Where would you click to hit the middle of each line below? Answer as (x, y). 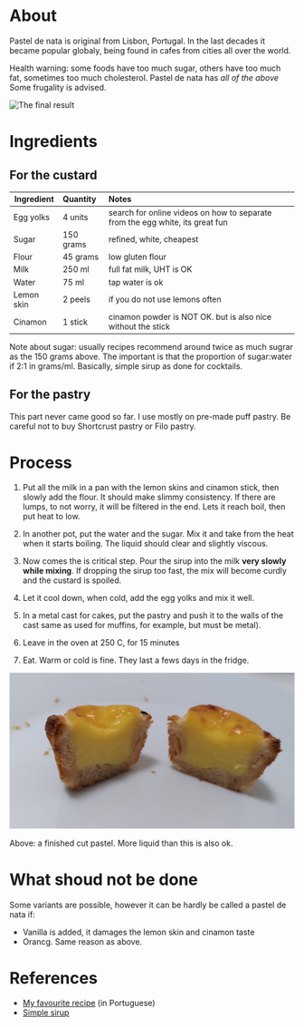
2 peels (76, 299)
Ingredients (53, 142)
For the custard (53, 174)
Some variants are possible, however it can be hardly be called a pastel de (148, 905)
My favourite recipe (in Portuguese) (89, 1003)
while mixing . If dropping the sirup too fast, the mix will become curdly (155, 571)
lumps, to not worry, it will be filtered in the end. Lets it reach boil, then (154, 507)
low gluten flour (138, 257)
